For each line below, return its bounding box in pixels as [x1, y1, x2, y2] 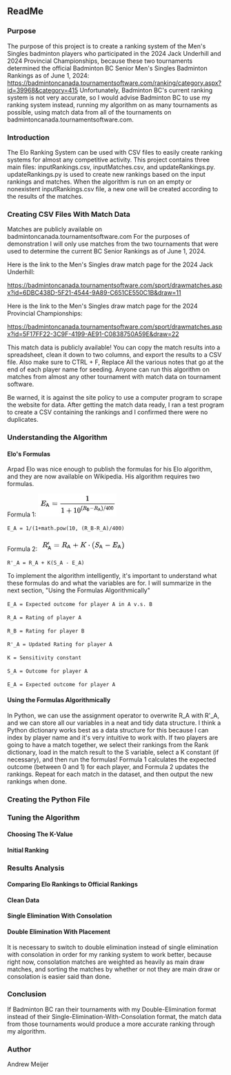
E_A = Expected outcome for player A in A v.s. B [7, 601, 153, 608]
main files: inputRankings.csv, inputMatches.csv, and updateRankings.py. [7, 162, 216, 171]
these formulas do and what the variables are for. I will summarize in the [7, 579, 212, 588]
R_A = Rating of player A [7, 614, 81, 621]
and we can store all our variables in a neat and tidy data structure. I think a [7, 718, 221, 727]
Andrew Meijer [7, 1060, 49, 1069]
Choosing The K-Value [7, 830, 73, 838]
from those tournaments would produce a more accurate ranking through [7, 1020, 215, 1028]
